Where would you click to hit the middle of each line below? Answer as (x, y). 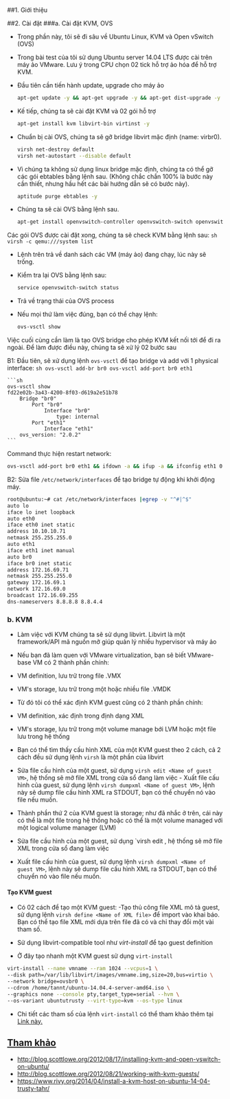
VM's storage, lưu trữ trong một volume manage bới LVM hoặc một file (116, 729)
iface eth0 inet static (41, 525)
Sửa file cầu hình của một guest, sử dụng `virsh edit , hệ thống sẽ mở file (120, 841)
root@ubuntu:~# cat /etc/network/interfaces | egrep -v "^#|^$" (100, 499)
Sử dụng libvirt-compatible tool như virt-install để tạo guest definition (115, 943)
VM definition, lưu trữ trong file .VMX (69, 676)
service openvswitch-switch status (68, 288)
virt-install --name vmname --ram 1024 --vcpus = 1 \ (82, 969)
